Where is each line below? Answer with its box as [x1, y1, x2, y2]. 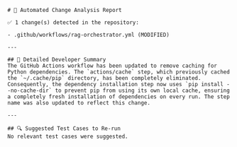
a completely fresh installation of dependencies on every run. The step [7, 93, 231, 100]
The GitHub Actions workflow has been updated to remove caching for [7, 62, 218, 69]
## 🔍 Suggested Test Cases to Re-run [7, 125, 121, 132]
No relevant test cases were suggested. [7, 133, 129, 140]
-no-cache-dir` [7, 87, 53, 94]
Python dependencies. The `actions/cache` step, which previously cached [7, 69, 231, 76]
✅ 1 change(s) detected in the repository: [7, 19, 140, 26]
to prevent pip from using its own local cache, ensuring [55, 87, 231, 94]
